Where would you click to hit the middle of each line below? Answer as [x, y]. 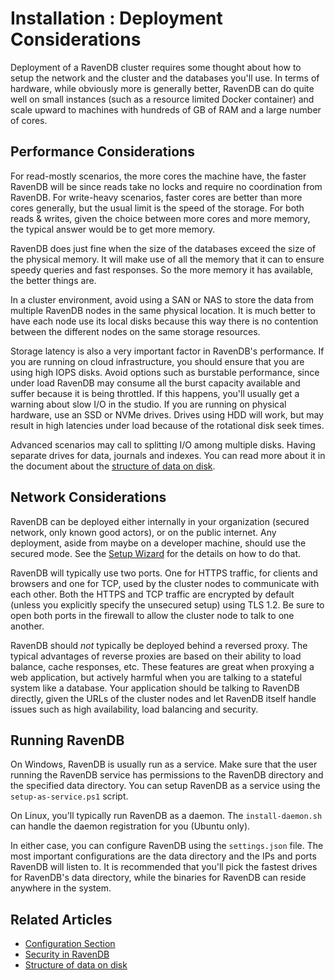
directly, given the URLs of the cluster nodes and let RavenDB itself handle [163, 698]
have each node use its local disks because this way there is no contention [164, 321]
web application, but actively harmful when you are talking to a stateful [156, 677]
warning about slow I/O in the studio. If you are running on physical [148, 404]
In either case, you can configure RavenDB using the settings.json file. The [167, 846]
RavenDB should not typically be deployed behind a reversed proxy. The [159, 645]
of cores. [29, 120]
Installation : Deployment [116, 18]
